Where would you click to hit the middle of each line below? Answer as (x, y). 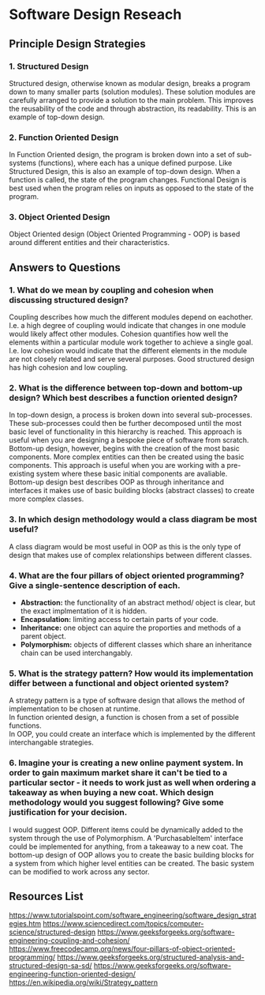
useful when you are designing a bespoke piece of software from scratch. (129, 440)
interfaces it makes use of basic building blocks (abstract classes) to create (132, 491)
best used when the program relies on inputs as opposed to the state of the (132, 188)
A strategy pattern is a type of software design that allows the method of (127, 700)
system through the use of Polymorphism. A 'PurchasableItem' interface (126, 838)
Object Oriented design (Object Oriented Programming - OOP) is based (125, 234)
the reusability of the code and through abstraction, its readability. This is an (133, 108)
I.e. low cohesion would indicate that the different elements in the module (128, 351)
